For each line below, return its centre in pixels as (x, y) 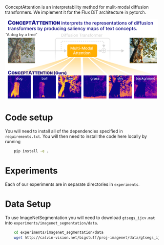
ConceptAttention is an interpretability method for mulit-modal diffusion (77, 7)
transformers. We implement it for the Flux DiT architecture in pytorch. (76, 12)
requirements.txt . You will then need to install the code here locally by (76, 136)
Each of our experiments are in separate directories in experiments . (72, 184)
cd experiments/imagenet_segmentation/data (59, 232)
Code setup (29, 118)
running (13, 142)
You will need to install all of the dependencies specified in (64, 131)
